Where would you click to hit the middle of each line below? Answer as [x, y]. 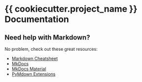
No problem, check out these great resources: [51, 49]
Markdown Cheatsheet [35, 59]
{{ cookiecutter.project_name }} [71, 9]
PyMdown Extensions [34, 74]
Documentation [37, 19]
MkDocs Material [29, 69]
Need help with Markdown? [47, 37]
